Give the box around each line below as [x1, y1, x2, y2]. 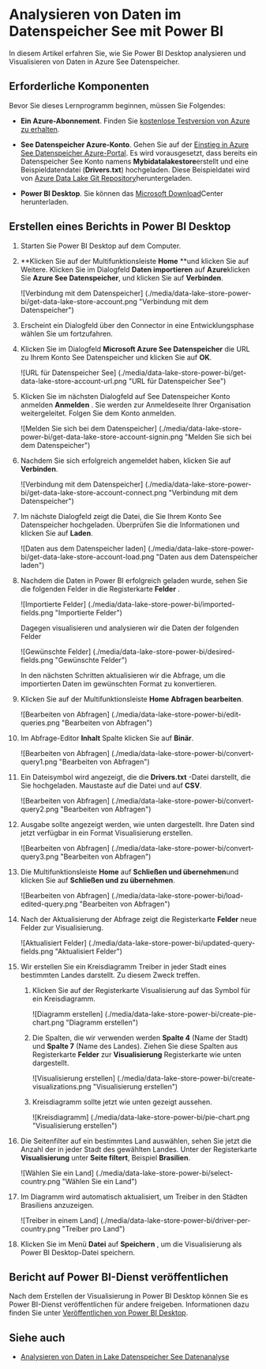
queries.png [20, 717, 60, 728]
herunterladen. [20, 197, 69, 206]
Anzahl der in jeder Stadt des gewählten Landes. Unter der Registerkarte [20, 1144, 257, 1154]
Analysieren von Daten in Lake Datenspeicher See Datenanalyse [20, 1352, 230, 1362]
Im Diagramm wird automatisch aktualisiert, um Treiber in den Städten [20, 1191, 248, 1202]
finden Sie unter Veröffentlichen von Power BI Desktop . [9, 1308, 189, 1318]
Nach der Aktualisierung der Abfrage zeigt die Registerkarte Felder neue [20, 914, 257, 923]
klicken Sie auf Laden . [20, 528, 93, 538]
